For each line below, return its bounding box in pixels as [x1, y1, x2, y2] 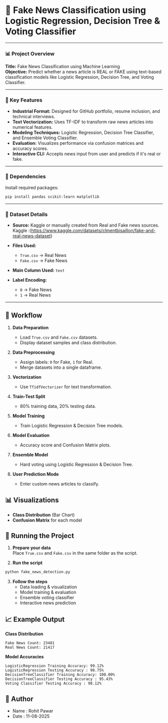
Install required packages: [5, 184, 59, 190]
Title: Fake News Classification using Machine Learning [5, 64, 120, 70]
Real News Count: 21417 [5, 645, 55, 650]
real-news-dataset [12, 233, 51, 238]
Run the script [12, 560, 42, 566]
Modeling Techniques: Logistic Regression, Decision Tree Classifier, [12, 129, 154, 135]
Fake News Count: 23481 [5, 641, 55, 646]
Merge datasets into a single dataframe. [19, 364, 102, 370]
